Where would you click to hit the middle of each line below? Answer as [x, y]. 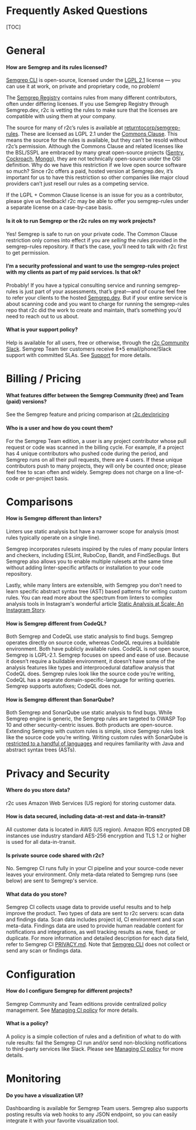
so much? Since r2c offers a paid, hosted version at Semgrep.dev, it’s [90, 171]
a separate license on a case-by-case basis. [59, 207]
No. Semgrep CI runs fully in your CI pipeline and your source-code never [95, 868]
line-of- [174, 472]
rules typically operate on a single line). [54, 537]
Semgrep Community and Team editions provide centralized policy [86, 1004]
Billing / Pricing [44, 379]
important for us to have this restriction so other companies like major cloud [97, 177]
